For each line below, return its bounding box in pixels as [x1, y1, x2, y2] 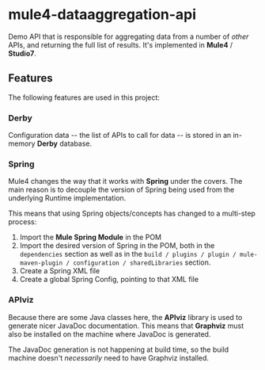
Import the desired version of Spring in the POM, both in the [19, 241, 215, 250]
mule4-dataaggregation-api [8, 6, 196, 24]
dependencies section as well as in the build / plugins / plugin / [19, 250, 237, 259]
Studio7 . [8, 48, 37, 58]
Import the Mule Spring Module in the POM [19, 232, 162, 242]
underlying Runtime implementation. [8, 193, 127, 203]
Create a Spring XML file [19, 266, 100, 276]
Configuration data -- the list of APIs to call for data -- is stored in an [8, 131, 232, 140]
